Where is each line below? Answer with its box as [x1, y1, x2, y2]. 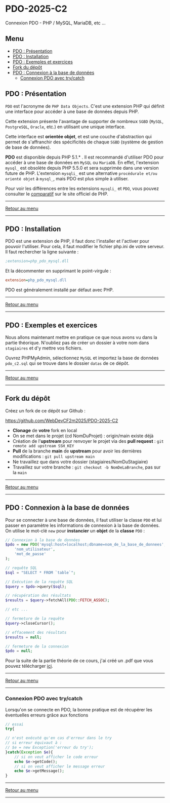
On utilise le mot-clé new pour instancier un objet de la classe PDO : [5, 527, 145, 533]
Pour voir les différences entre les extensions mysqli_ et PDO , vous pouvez [5, 185, 159, 192]
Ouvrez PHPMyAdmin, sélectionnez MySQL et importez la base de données [5, 355, 159, 361]
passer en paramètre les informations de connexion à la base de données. [5, 522, 160, 528]
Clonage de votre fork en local [12, 427, 77, 433]
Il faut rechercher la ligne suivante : [5, 249, 79, 255]
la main [12, 469, 27, 475]
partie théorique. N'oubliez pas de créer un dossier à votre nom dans [5, 339, 149, 346]
